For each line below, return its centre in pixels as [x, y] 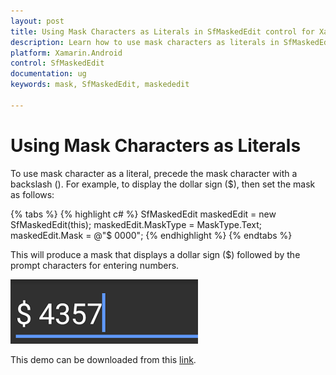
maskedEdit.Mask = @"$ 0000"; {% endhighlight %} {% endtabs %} [151, 235]
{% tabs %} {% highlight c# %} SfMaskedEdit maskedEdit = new [143, 214]
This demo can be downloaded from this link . [103, 359]
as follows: [32, 194]
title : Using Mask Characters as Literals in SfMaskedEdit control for [162, 31]
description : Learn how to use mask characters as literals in [145, 42]
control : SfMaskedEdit [57, 63]
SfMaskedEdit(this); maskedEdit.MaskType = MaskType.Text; [136, 224]
